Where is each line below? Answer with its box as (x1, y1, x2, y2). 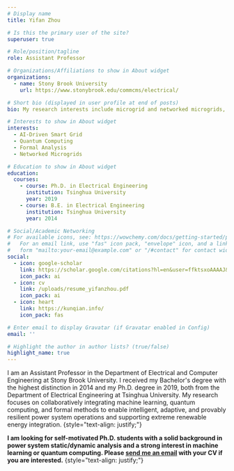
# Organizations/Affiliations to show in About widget (7, 67, 170, 74)
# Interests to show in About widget (7, 118, 117, 125)
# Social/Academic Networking (7, 227, 95, 234)
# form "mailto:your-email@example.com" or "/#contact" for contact (7, 247, 217, 254)
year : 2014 (25, 215, 58, 222)
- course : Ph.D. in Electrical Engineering (19, 182, 148, 190)
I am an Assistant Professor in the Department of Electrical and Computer (7, 369, 218, 377)
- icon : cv (13, 279, 45, 286)
